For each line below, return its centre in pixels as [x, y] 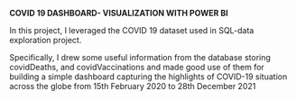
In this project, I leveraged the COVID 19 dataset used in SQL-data [132, 30]
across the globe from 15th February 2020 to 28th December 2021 [133, 86]
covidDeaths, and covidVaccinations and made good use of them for [137, 67]
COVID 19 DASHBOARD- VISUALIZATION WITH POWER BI [119, 13]
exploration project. [46, 40]
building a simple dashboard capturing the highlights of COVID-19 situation [148, 77]
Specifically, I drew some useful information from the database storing [140, 57]
